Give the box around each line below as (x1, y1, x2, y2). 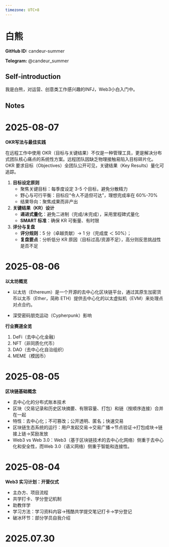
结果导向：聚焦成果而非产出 (20, 198, 78, 204)
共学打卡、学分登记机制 (12, 495, 62, 501)
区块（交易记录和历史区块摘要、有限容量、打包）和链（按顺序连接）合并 (12, 405, 163, 411)
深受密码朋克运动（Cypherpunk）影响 (12, 312, 92, 318)
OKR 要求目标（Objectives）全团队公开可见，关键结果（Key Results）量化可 (5, 162, 164, 169)
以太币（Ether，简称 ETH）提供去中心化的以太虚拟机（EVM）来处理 (17, 295, 159, 301)
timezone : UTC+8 (5, 7, 39, 13)
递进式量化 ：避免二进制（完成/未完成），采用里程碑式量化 (20, 211, 140, 217)
